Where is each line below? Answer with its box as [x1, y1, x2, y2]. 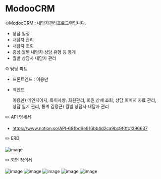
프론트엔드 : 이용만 [12, 76, 49, 82]
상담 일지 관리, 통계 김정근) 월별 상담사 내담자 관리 [12, 103, 109, 109]
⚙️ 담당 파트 [5, 65, 28, 72]
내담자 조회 [12, 43, 34, 48]
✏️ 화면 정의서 [5, 157, 32, 163]
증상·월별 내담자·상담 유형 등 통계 [12, 49, 76, 55]
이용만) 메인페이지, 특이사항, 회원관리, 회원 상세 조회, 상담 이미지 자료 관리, [12, 97, 157, 103]
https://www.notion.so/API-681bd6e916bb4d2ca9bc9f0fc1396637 [12, 125, 148, 131]
